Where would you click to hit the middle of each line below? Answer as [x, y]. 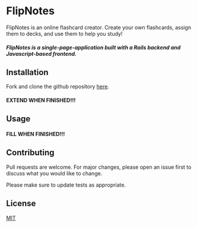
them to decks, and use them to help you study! [64, 33]
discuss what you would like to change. [54, 173]
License [21, 204]
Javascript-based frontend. [42, 53]
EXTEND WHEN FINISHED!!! [41, 100]
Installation [27, 72]
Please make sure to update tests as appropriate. [66, 185]
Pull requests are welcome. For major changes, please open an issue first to [99, 167]
